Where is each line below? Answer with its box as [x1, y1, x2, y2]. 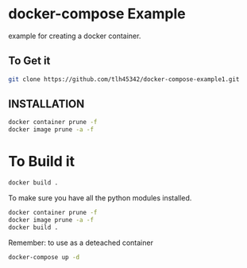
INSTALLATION [8, 97, 85, 111]
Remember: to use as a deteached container [8, 238, 153, 247]
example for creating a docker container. [8, 31, 141, 41]
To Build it [8, 153, 75, 171]
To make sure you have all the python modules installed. [8, 193, 192, 203]
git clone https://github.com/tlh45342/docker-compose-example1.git [8, 75, 240, 84]
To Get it [8, 54, 51, 68]
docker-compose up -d [8, 253, 80, 261]
